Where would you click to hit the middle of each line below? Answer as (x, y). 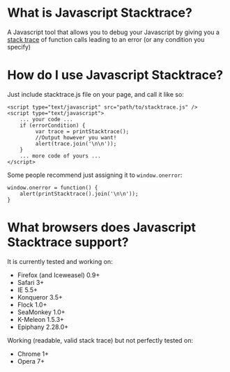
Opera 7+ (31, 361)
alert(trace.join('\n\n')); (76, 144)
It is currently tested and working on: (60, 261)
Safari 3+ (31, 282)
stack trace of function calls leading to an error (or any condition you (106, 39)
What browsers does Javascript (102, 227)
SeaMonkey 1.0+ (41, 312)
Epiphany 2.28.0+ (43, 327)
